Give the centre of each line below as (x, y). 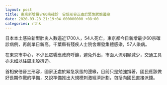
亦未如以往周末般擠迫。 (29, 61)
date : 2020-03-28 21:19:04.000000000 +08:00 (52, 19)
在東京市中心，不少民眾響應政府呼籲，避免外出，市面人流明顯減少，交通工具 (83, 55)
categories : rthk (23, 23)
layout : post (19, 10)
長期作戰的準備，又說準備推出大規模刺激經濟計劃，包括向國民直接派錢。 (83, 78)
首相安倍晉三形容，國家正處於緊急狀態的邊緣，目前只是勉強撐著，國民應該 (81, 72)
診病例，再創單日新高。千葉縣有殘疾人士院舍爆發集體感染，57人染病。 (78, 44)
